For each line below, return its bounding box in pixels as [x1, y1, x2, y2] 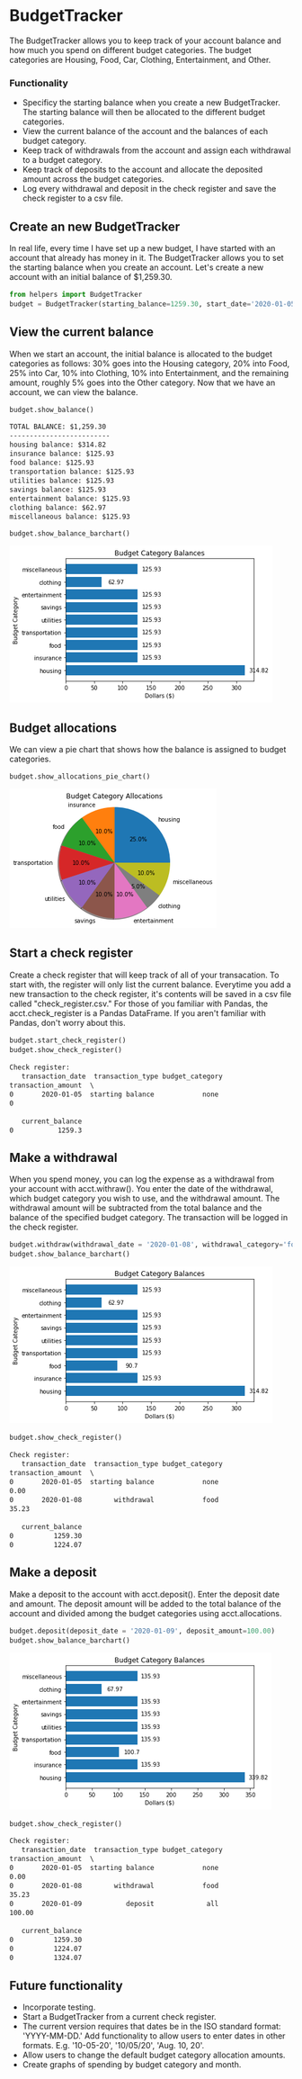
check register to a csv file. [22, 193, 124, 203]
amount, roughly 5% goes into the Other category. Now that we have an [9, 377, 276, 388]
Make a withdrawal [9, 1150, 118, 1165]
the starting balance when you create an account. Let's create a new [9, 262, 264, 273]
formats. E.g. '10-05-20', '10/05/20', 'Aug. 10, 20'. [22, 2040, 205, 2051]
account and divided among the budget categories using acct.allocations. [9, 1607, 282, 1618]
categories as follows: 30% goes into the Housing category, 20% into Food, [9, 357, 290, 369]
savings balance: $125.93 [9, 485, 106, 495]
